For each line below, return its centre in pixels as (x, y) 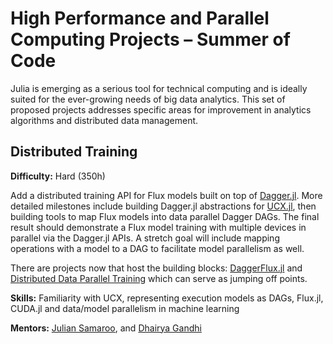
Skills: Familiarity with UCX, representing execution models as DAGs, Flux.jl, (167, 298)
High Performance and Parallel (140, 18)
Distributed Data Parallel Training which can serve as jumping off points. (159, 278)
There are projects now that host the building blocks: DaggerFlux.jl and (156, 268)
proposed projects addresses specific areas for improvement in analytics (161, 109)
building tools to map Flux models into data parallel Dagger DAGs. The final (165, 216)
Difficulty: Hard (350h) (58, 176)
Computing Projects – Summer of (150, 39)
